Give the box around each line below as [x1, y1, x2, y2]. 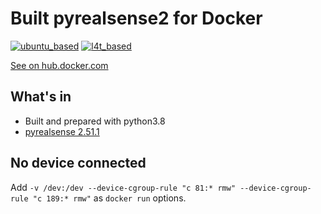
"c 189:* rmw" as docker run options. [32, 192, 187, 204]
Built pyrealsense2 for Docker [10, 7, 263, 30]
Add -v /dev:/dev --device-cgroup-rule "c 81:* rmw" [10, 181, 237, 193]
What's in [10, 88, 72, 106]
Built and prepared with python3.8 [24, 115, 166, 127]
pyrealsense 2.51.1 [24, 125, 100, 137]
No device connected [10, 155, 147, 172]
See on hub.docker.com [10, 59, 109, 71]
